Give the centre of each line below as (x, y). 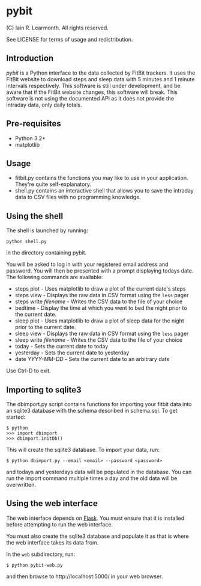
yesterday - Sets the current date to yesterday (72, 353)
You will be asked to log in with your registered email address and (87, 264)
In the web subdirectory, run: (41, 554)
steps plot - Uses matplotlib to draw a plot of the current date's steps (100, 289)
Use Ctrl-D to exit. (28, 371)
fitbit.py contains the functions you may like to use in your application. (101, 178)
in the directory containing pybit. (46, 253)
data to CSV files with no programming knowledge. (78, 197)
